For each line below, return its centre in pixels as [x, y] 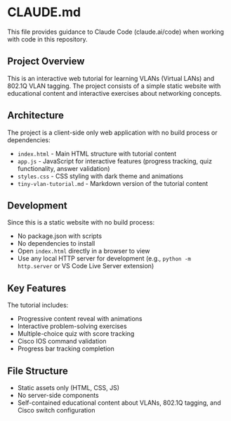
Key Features [37, 288]
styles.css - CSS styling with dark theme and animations [100, 176]
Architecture [36, 116]
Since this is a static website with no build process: [81, 222]
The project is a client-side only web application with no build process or [112, 132]
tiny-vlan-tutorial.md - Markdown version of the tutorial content [113, 183]
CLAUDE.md [44, 12]
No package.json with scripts [60, 236]
